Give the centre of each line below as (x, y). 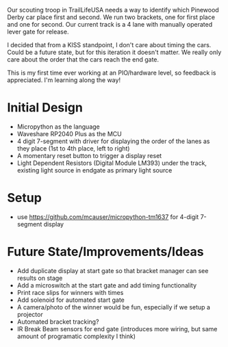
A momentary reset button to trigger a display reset (89, 155)
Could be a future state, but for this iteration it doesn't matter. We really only (114, 52)
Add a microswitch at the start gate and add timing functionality (107, 285)
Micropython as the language (59, 127)
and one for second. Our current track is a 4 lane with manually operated (110, 24)
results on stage (40, 278)
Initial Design (45, 108)
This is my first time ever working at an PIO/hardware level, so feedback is (112, 73)
